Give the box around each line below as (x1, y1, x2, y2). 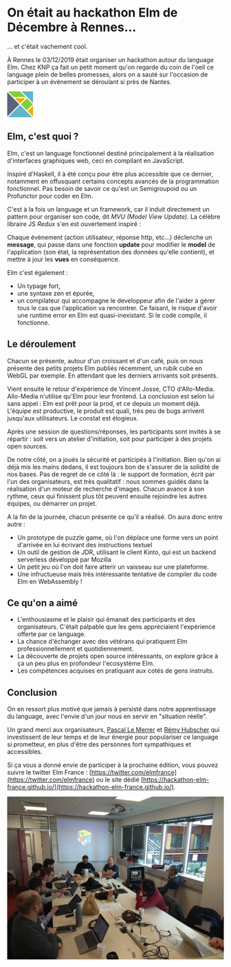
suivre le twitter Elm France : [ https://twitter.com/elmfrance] (7, 768, 177, 777)
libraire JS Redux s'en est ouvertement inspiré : (7, 219, 141, 228)
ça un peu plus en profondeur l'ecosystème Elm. (16, 660, 155, 668)
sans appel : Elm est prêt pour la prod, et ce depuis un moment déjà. (7, 399, 201, 407)
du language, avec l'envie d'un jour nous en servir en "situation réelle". (7, 712, 208, 721)
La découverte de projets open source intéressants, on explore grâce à (16, 652, 219, 660)
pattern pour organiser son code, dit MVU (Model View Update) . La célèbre (7, 212, 221, 221)
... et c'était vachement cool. (7, 42, 88, 50)
